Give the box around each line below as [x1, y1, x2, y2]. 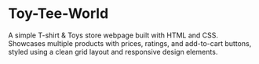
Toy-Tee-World [8, 5, 109, 23]
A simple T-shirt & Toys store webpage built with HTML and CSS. [8, 30, 218, 40]
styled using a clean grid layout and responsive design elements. [8, 47, 218, 56]
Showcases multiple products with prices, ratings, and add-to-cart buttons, [8, 38, 252, 48]
